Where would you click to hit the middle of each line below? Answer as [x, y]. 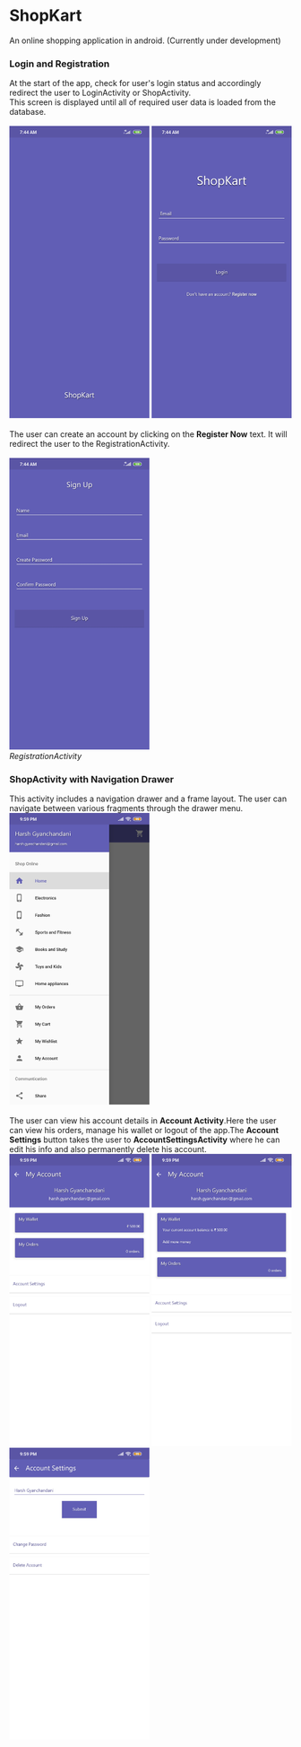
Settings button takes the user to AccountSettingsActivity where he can [145, 1140]
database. [28, 112]
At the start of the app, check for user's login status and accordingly [135, 83]
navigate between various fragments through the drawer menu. [126, 808]
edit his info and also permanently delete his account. [108, 1149]
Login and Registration [60, 64]
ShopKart [46, 16]
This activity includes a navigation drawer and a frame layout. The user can [148, 799]
